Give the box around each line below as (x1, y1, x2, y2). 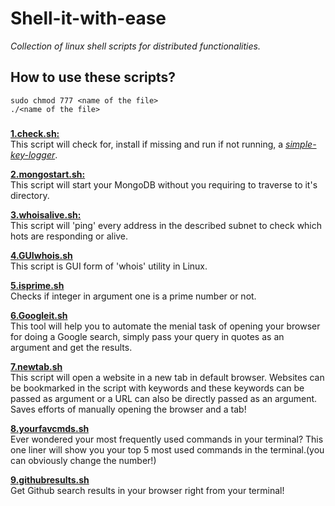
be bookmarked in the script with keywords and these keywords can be (10, 382, 305, 394)
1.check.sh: (10, 127, 60, 139)
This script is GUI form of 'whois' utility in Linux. (10, 260, 208, 272)
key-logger (10, 148, 56, 161)
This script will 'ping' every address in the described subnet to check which (10, 219, 323, 231)
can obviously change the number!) (10, 454, 157, 466)
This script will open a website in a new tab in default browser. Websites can (10, 371, 325, 383)
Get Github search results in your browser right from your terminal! (10, 484, 285, 496)
